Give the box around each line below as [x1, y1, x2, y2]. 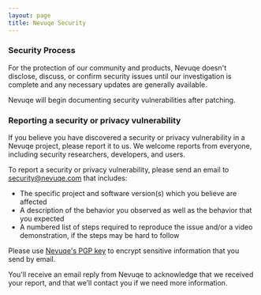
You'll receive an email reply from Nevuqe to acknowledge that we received [8, 270, 254, 279]
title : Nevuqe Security [8, 19, 87, 27]
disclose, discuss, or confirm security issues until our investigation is [8, 71, 232, 81]
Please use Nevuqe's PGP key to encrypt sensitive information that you [8, 246, 240, 255]
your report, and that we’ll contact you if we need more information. [8, 278, 228, 288]
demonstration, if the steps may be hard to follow [19, 231, 180, 240]
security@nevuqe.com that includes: [8, 173, 128, 183]
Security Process [8, 45, 76, 56]
